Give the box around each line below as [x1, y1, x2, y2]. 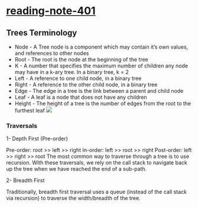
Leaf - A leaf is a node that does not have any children [14, 93, 147, 101]
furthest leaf [14, 107, 46, 114]
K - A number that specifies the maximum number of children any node [14, 62, 188, 69]
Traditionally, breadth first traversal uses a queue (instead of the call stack [6, 188, 187, 196]
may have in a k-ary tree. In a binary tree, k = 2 [14, 69, 129, 75]
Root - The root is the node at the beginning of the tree [14, 56, 149, 63]
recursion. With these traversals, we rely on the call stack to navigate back [6, 159, 187, 166]
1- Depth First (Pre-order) [6, 135, 68, 143]
